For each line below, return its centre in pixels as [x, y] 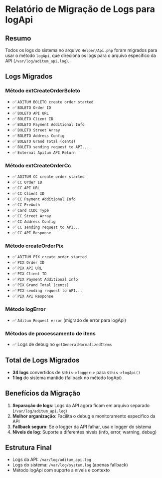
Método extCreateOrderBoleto [43, 91]
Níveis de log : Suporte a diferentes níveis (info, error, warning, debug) [84, 432]
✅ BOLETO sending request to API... [51, 146]
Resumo [18, 38]
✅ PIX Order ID [28, 262]
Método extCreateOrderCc [38, 165]
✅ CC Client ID [28, 193]
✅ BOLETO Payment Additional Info [48, 124]
